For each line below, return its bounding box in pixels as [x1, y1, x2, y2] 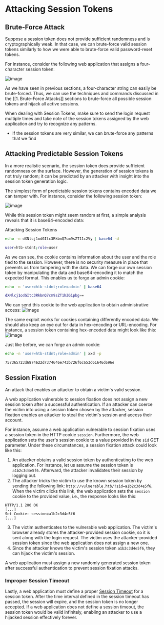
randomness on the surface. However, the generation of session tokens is [5, 168, 154, 174]
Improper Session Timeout [5, 577, 70, 584]
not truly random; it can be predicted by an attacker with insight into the [5, 173, 149, 179]
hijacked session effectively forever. [5, 614, 78, 621]
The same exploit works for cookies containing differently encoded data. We [5, 317, 159, 323]
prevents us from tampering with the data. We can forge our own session [5, 264, 152, 270]
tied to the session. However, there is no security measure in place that [5, 259, 148, 265]
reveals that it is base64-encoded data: [5, 217, 84, 223]
